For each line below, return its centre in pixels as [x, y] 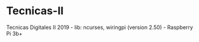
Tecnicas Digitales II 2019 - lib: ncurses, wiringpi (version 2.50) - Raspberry [100, 27]
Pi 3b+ [14, 33]
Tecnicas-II [35, 11]
